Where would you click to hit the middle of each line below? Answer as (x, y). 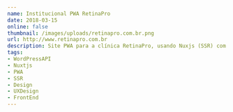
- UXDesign (23, 91)
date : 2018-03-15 (32, 20)
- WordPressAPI (29, 59)
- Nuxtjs (20, 65)
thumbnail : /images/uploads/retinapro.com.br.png (81, 33)
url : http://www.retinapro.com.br (58, 40)
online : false (28, 26)
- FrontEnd (23, 98)
